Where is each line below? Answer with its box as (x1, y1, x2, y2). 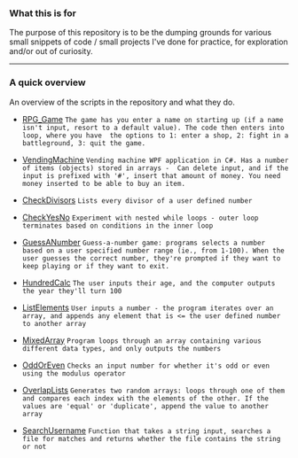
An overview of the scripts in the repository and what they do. (9, 97, 235, 107)
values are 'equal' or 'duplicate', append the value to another (21, 401, 269, 410)
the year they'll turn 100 (21, 286, 122, 295)
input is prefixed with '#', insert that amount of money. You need (21, 171, 281, 180)
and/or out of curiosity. (9, 46, 93, 57)
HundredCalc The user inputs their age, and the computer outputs (21, 277, 276, 288)
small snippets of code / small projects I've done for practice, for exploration (9, 36, 288, 47)
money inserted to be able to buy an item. (21, 179, 186, 188)
